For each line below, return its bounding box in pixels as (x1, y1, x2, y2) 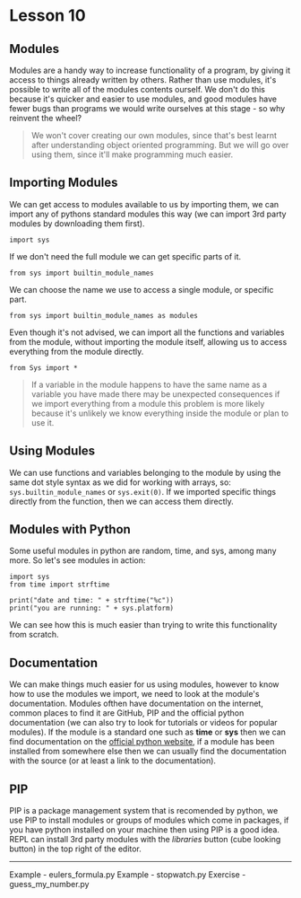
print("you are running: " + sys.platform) (9, 603, 175, 613)
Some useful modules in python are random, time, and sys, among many (9, 545, 277, 557)
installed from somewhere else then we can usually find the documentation (9, 746, 287, 757)
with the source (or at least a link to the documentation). (9, 755, 217, 766)
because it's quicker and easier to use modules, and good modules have (9, 93, 278, 104)
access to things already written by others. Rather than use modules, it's (9, 75, 277, 85)
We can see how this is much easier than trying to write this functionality (9, 620, 278, 630)
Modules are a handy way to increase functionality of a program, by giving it (9, 65, 291, 75)
